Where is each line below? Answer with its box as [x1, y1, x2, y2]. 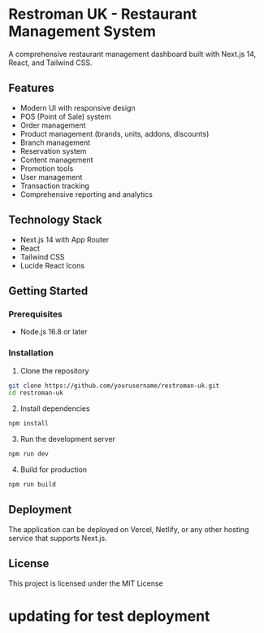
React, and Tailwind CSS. [8, 58, 93, 68]
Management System [8, 22, 157, 41]
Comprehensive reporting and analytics [19, 189, 153, 199]
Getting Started [8, 284, 89, 298]
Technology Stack [8, 213, 102, 227]
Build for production [19, 465, 88, 474]
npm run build [8, 481, 57, 489]
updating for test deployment [8, 607, 210, 625]
